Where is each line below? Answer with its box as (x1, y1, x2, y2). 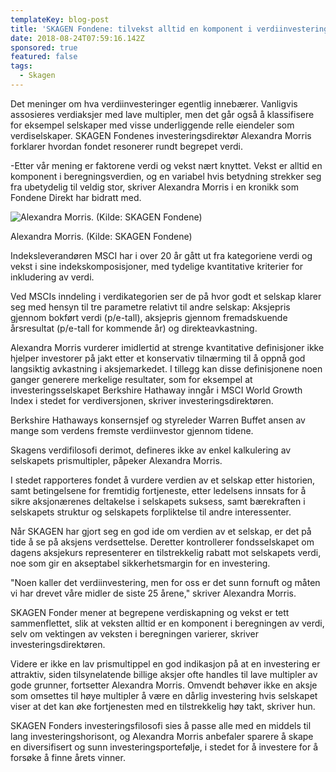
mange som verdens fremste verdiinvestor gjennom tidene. (10, 424, 254, 436)
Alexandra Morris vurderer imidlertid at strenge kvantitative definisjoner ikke (10, 341, 325, 353)
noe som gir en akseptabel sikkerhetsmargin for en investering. (10, 557, 271, 569)
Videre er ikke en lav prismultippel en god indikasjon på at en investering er (10, 657, 321, 670)
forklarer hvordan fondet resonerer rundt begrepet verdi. (10, 140, 243, 152)
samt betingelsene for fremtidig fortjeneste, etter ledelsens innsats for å (10, 484, 307, 496)
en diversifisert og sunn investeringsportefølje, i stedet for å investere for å (10, 741, 319, 753)
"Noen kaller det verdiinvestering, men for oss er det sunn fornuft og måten (10, 576, 321, 588)
